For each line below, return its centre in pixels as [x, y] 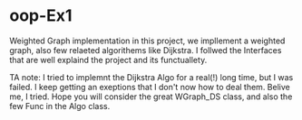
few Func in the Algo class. [60, 106]
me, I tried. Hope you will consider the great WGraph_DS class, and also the [151, 97]
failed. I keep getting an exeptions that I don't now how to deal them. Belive [150, 87]
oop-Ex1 [41, 16]
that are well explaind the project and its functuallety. [108, 60]
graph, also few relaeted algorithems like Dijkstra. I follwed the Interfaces [146, 50]
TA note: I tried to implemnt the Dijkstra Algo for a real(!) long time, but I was [151, 77]
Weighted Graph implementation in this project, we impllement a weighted [147, 41]
